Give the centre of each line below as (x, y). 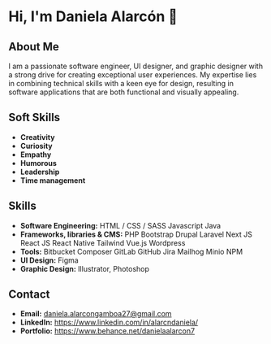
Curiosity (36, 146)
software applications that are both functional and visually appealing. (124, 92)
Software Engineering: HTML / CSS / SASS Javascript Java (120, 225)
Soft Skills (34, 118)
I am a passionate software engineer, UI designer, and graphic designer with (136, 66)
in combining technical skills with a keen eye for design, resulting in (121, 83)
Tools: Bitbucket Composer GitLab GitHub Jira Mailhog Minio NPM (131, 251)
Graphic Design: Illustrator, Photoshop (85, 268)
